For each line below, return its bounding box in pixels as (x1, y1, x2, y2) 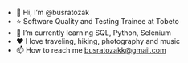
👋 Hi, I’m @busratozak (15, 8, 90, 17)
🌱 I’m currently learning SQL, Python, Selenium (15, 28, 171, 37)
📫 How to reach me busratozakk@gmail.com (15, 45, 166, 55)
